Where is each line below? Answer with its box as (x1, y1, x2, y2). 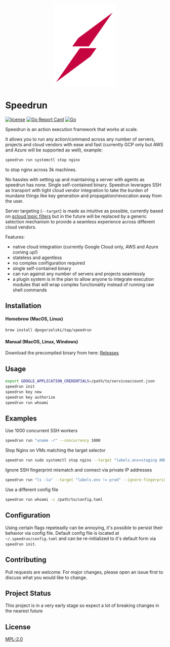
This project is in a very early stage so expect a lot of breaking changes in (5, 602, 159, 608)
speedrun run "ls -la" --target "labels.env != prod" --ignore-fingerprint (5, 477, 168, 482)
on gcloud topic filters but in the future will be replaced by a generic (5, 213, 147, 219)
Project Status (5, 589, 52, 598)
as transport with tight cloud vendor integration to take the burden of (5, 187, 148, 193)
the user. (5, 198, 24, 204)
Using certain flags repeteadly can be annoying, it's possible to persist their (5, 525, 163, 531)
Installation (5, 302, 41, 310)
